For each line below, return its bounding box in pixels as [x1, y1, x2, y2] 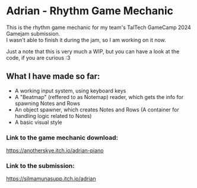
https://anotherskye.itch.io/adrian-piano [6, 147, 104, 154]
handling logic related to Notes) [14, 112, 92, 119]
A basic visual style [14, 119, 62, 126]
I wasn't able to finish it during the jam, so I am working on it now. [6, 36, 166, 43]
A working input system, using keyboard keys [14, 87, 126, 94]
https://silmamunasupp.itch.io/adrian [6, 175, 96, 182]
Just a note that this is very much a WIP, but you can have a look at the [6, 47, 180, 55]
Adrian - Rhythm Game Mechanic [6, 4, 174, 18]
